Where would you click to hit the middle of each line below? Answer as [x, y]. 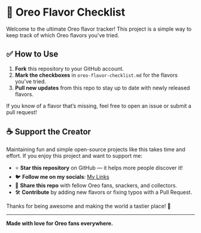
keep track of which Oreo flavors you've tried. [63, 35]
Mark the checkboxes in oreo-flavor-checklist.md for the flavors [96, 75]
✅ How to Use [32, 54]
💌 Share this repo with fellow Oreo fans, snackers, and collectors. [96, 185]
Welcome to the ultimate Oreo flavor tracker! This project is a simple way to [99, 29]
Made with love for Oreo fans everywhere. [60, 223]
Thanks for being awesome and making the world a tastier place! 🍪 [89, 206]
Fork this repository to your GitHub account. [69, 68]
